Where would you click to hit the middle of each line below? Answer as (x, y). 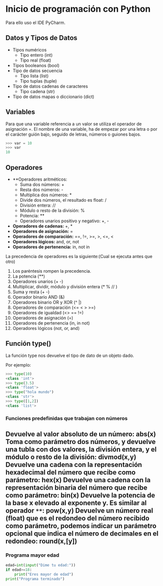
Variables (20, 112)
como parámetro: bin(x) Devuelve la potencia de (80, 495)
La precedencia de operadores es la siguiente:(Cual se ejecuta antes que (79, 256)
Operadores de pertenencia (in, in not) (51, 323)
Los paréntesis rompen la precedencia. (52, 271)
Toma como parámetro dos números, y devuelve (81, 442)
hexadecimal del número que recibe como (71, 473)
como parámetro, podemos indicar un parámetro (81, 526)
